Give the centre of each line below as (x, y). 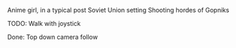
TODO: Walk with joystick (44, 23)
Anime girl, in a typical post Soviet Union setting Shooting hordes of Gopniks (118, 10)
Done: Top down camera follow (53, 37)
